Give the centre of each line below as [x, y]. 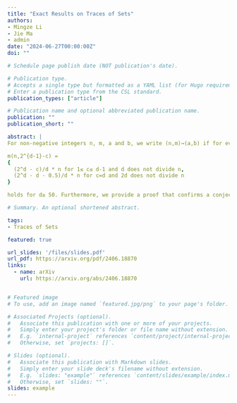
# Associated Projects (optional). [60, 317]
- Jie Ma [20, 33]
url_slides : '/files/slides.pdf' [56, 252]
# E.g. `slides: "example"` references [69, 375]
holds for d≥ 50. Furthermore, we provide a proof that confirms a [109, 195]
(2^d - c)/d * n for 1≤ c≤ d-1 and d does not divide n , [99, 169]
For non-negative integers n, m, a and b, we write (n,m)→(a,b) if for [115, 143]
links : [17, 266]
